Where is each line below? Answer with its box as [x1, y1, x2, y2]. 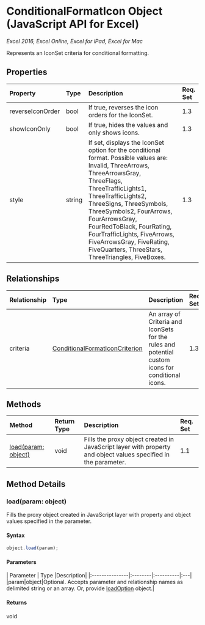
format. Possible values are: [88, 153, 168, 162]
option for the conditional [88, 145, 160, 154]
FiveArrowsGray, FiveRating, [88, 237, 170, 246]
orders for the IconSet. [88, 111, 153, 119]
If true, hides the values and [88, 120, 168, 129]
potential [148, 348, 174, 356]
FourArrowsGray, [88, 214, 137, 223]
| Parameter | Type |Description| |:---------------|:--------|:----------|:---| [6, 572, 192, 579]
